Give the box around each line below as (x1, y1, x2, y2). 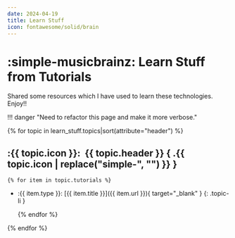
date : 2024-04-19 (7, 10, 58, 18)
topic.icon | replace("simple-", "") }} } (7, 158, 177, 170)
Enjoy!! (7, 99, 27, 108)
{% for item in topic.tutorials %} (7, 177, 112, 184)
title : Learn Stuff (7, 17, 65, 24)
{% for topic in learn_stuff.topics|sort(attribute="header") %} (7, 127, 184, 135)
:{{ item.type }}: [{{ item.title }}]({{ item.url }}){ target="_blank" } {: (17, 189, 209, 198)
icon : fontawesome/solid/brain (7, 23, 99, 30)
